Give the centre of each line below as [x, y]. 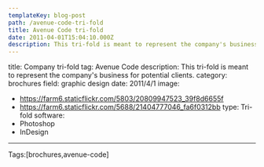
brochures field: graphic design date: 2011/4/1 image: [94, 84]
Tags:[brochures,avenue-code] [59, 154]
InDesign [34, 132]
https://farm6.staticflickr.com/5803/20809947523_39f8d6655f [121, 99]
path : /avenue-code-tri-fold [56, 23]
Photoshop [37, 124]
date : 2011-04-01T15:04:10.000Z [61, 37]
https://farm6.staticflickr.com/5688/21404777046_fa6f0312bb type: [129, 107]
